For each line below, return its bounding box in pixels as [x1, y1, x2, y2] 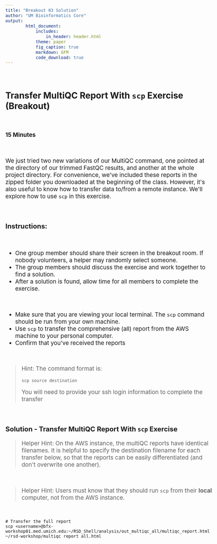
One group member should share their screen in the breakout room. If [15, 250, 204, 257]
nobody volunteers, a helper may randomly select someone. [15, 256, 178, 264]
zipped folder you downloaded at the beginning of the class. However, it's [5, 178, 205, 186]
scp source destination [21, 377, 77, 383]
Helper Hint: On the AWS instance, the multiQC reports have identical [21, 440, 209, 448]
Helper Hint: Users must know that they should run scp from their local [21, 487, 212, 495]
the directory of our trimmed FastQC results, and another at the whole [5, 164, 195, 171]
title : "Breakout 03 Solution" [5, 7, 79, 13]
